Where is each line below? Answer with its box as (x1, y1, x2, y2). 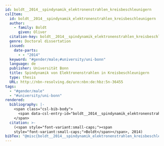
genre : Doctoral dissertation (9, 39, 71, 44)
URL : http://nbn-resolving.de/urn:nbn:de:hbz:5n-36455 (9, 79, 123, 84)
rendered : (5, 98, 25, 103)
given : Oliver (18, 30, 47, 35)
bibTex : (5, 134, 21, 139)
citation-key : (9, 35, 38, 39)
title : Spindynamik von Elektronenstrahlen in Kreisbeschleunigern (9, 71, 150, 75)
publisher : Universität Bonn (9, 66, 69, 71)
